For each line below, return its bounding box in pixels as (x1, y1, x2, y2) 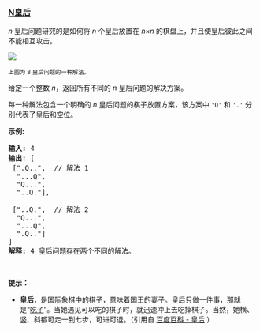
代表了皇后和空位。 (14, 110, 77, 119)
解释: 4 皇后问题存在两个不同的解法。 (8, 246, 136, 256)
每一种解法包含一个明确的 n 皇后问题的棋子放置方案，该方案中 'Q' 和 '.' (8, 100, 243, 110)
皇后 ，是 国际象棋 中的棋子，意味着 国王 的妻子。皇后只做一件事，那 (19, 295, 234, 305)
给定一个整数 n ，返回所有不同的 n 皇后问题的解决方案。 (8, 83, 188, 92)
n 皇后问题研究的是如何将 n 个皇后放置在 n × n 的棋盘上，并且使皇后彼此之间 (8, 26, 254, 36)
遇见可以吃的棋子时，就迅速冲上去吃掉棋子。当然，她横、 (67, 305, 254, 314)
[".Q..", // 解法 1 (12, 164, 89, 173)
